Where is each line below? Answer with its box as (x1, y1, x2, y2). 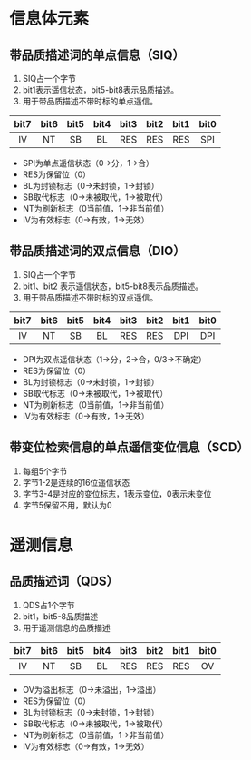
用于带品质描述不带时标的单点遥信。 (22, 96, 159, 106)
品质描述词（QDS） (9, 574, 120, 589)
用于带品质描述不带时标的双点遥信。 (22, 291, 159, 302)
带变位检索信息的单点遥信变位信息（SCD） (9, 439, 249, 455)
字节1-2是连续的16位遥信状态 (22, 477, 130, 488)
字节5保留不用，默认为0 (22, 499, 112, 510)
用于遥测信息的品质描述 (22, 622, 111, 633)
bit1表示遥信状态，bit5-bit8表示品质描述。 (22, 84, 179, 95)
